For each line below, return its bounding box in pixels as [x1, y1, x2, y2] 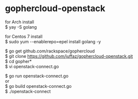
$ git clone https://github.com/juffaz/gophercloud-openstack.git [5, 53, 133, 59]
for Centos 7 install [5, 33, 43, 39]
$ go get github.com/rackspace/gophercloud [5, 48, 95, 54]
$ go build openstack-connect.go [5, 83, 72, 89]
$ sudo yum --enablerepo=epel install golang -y [5, 38, 101, 44]
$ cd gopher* [5, 58, 32, 64]
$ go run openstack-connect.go [5, 73, 69, 79]
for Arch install [5, 19, 34, 25]
